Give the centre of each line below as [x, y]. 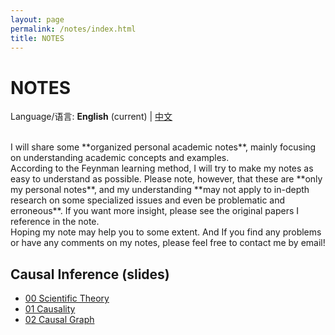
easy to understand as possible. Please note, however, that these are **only [166, 179]
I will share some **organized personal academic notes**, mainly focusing [163, 147]
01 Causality [50, 309]
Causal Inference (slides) [90, 274]
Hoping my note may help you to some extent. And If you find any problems [166, 232]
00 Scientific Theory [67, 298]
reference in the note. [55, 222]
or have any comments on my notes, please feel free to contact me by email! [168, 243]
